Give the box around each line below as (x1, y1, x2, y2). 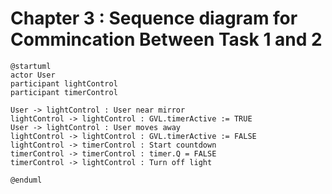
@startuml (10, 61, 52, 71)
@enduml (10, 175, 43, 185)
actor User (10, 70, 56, 80)
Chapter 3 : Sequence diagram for (10, 7, 298, 30)
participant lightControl (10, 78, 118, 89)
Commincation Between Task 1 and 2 (10, 28, 323, 51)
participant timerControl (10, 87, 118, 97)
